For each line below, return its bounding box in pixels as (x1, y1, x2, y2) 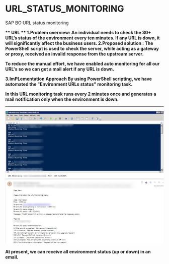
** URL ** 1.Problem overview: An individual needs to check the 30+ (5, 29, 151, 35)
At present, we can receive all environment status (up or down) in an (5, 249, 151, 255)
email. (5, 254, 19, 260)
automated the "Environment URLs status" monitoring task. (5, 81, 133, 87)
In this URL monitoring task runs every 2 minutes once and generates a (5, 91, 156, 97)
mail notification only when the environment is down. (5, 96, 119, 102)
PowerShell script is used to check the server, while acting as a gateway (5, 45, 159, 51)
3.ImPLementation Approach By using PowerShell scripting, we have (5, 76, 152, 82)
